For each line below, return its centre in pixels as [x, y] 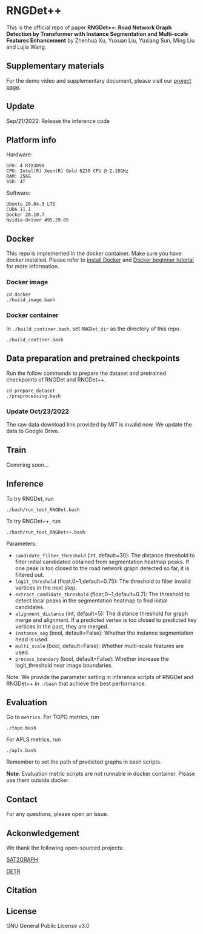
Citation [22, 890]
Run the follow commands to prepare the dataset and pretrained [86, 373]
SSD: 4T [16, 182]
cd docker [19, 295]
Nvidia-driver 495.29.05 [38, 220]
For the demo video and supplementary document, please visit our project [99, 80]
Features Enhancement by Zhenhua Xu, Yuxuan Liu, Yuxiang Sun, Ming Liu [101, 40]
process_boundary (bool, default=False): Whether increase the [92, 658]
